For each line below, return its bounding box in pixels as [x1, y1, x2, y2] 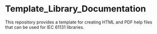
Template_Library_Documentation [5, 3, 146, 14]
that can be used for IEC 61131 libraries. [5, 24, 85, 30]
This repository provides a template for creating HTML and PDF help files [5, 19, 153, 25]
